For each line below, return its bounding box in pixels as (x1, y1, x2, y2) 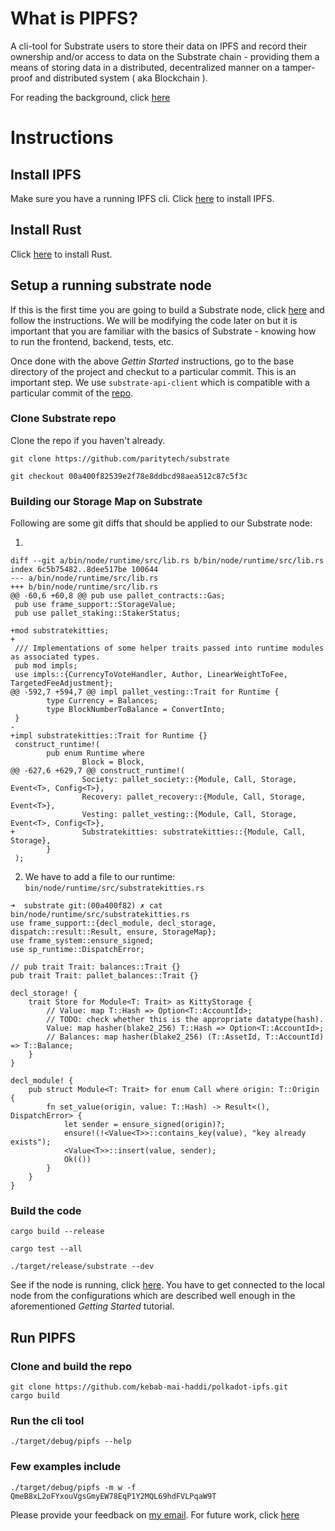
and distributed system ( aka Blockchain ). (34, 72, 208, 84)
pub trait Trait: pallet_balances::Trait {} (10, 971, 199, 981)
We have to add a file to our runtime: (24, 871, 176, 883)
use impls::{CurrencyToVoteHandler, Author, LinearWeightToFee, (14, 670, 288, 680)
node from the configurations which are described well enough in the (10, 1290, 296, 1302)
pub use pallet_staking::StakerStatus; (14, 608, 182, 619)
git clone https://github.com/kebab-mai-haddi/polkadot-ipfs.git (10, 1382, 288, 1392)
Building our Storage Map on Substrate (10, 494, 203, 508)
